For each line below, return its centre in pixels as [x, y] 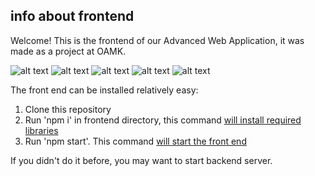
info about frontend [72, 16]
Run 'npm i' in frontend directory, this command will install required [163, 120]
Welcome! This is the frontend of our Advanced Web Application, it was [157, 40]
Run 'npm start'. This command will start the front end [135, 141]
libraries [41, 130]
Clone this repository [68, 109]
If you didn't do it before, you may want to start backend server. [141, 160]
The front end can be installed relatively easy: [104, 90]
